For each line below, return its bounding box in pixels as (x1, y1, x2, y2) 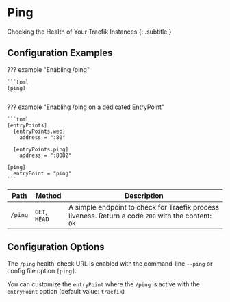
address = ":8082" (19, 152, 72, 159)
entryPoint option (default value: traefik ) (7, 287, 125, 295)
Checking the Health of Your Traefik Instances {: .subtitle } (7, 27, 172, 36)
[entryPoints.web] (13, 128, 66, 135)
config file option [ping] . (7, 266, 77, 275)
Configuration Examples (7, 47, 113, 59)
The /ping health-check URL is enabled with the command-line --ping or (7, 259, 213, 268)
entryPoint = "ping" (13, 170, 72, 177)
